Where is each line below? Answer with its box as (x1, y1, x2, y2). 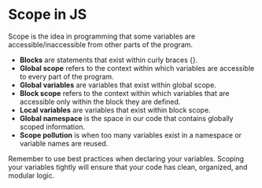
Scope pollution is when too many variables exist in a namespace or (19, 130, 242, 139)
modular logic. (8, 171, 55, 180)
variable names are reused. (19, 138, 109, 148)
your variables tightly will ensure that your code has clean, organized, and (8, 162, 248, 171)
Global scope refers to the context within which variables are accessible (19, 63, 255, 72)
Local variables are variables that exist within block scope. (19, 105, 211, 115)
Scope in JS (8, 6, 87, 24)
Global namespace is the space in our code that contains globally (19, 113, 234, 123)
